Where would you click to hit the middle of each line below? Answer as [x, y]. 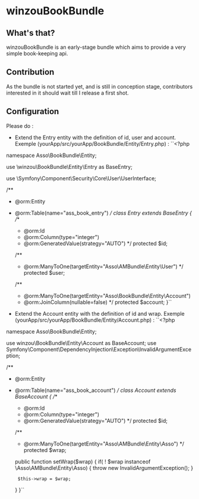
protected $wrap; [45, 450]
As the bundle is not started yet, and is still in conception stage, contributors [99, 86]
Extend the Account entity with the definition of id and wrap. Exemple [100, 313]
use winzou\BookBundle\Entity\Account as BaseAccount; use [81, 343]
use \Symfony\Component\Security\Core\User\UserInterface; [81, 178]
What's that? [31, 33]
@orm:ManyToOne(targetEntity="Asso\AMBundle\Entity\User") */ [104, 266]
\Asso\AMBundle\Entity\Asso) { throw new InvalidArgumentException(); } [104, 467]
